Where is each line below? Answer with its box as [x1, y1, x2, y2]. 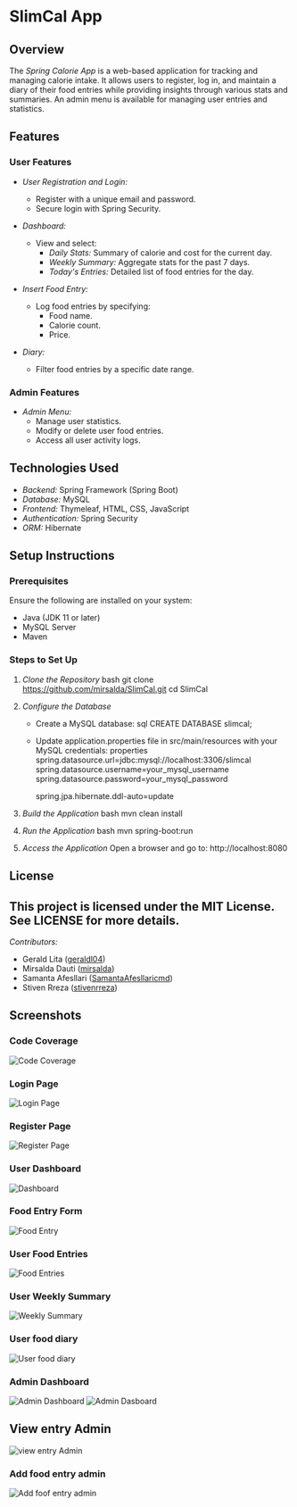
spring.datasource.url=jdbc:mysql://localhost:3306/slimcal [35, 754, 252, 765]
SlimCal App [9, 6, 103, 27]
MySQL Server [21, 622, 77, 633]
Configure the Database [21, 701, 111, 712]
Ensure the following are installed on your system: [9, 595, 193, 606]
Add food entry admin [9, 1467, 106, 1479]
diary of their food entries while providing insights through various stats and [9, 85, 288, 95]
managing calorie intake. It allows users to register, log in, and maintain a [9, 75, 276, 86]
